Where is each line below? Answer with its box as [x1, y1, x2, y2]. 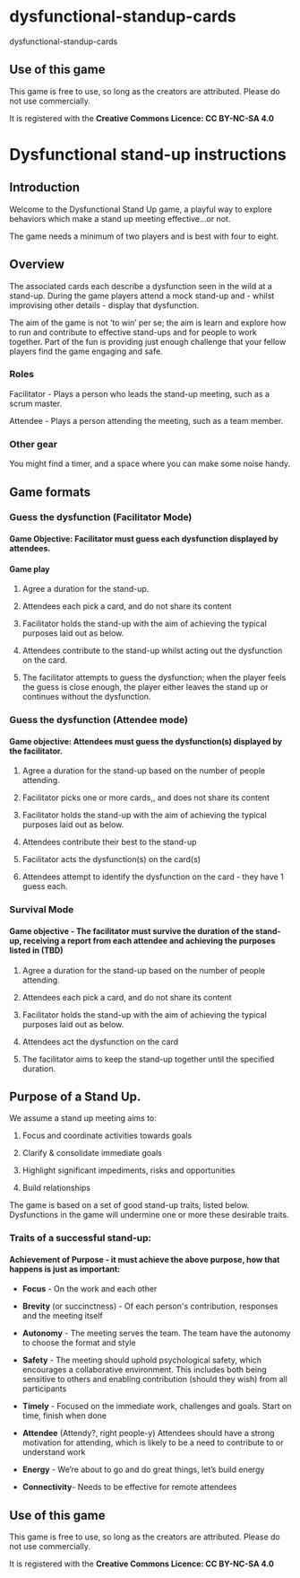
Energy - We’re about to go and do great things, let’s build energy [21, 1464, 265, 1475]
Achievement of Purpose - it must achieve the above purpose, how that [9, 1254, 280, 1265]
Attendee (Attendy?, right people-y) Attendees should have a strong [21, 1428, 275, 1439]
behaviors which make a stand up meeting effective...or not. [9, 213, 231, 224]
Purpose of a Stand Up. [9, 1089, 141, 1104]
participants [21, 1383, 67, 1394]
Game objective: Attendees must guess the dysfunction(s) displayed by [9, 736, 283, 746]
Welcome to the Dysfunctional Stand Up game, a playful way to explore [9, 204, 273, 215]
